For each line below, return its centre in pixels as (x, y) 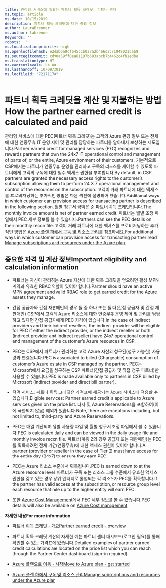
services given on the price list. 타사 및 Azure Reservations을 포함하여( (83, 404)
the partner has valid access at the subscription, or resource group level (86, 484)
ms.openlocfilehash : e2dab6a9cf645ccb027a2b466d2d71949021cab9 (72, 51)
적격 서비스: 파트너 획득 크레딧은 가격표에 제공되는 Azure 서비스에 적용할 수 (85, 392)
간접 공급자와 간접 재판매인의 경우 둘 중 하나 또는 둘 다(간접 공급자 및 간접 (83, 307)
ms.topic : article (24, 14)
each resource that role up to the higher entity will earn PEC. (74, 489)
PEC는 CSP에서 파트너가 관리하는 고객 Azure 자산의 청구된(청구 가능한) (82, 351)
